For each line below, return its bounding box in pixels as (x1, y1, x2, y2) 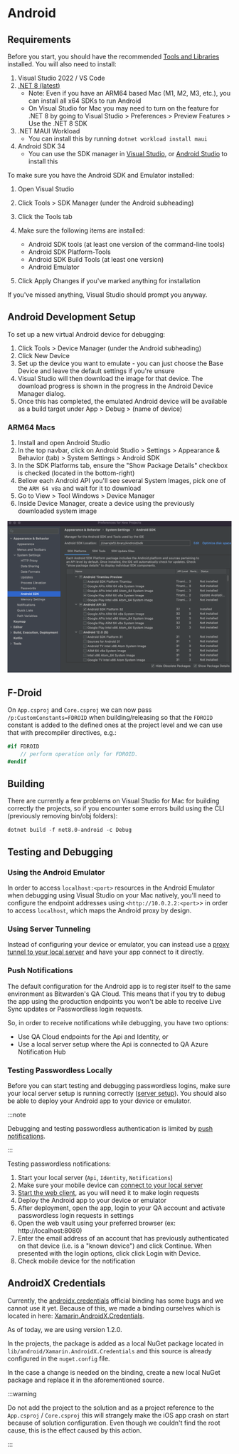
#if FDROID (7, 743, 40, 751)
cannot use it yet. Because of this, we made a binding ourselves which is (7, 1303, 221, 1312)
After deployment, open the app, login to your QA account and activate (17, 1204, 225, 1212)
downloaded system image (17, 507, 97, 515)
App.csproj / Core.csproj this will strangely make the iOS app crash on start (7, 1410, 229, 1419)
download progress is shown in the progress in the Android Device (17, 382, 213, 390)
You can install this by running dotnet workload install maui (28, 134, 208, 143)
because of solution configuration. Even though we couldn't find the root (7, 1418, 221, 1427)
